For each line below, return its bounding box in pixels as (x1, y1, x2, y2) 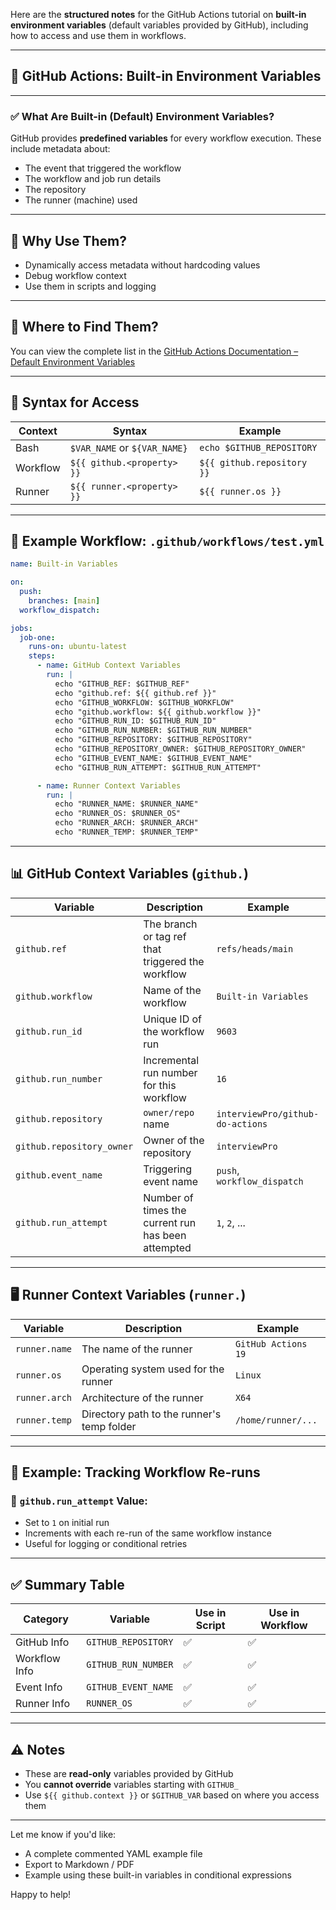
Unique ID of (143, 1012, 203, 1026)
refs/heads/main (216, 943, 294, 954)
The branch (143, 917, 198, 931)
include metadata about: (10, 143, 111, 155)
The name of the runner (81, 1342, 193, 1356)
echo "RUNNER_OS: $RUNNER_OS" (54, 809, 182, 819)
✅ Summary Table (10, 1576, 125, 1593)
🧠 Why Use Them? (10, 232, 128, 249)
